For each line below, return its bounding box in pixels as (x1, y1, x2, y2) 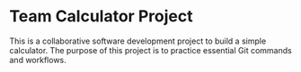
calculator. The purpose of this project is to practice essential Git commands (9, 44, 292, 55)
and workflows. (9, 54, 67, 65)
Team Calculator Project (9, 6, 193, 27)
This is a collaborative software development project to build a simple (9, 36, 267, 46)
